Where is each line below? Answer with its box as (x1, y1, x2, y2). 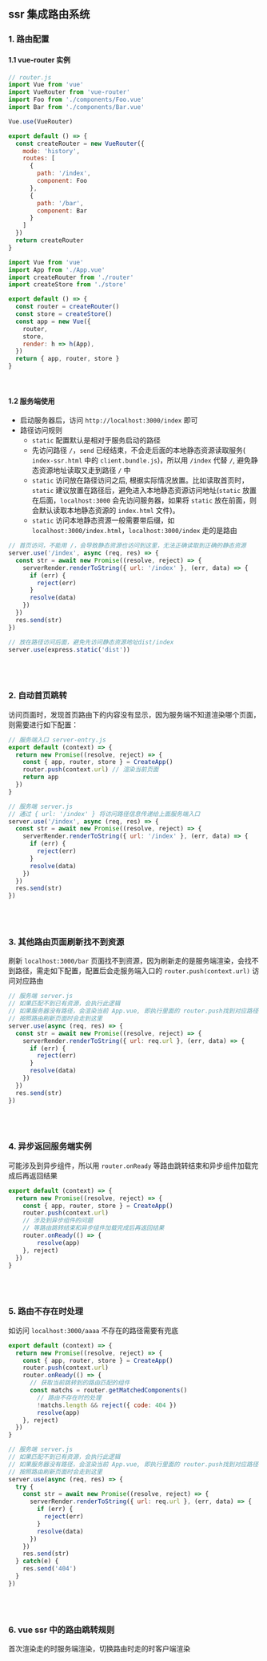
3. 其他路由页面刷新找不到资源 (8, 936, 125, 948)
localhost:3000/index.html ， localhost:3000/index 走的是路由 (31, 526, 237, 535)
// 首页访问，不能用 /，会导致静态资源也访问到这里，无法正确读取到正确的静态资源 (8, 542, 246, 550)
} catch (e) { (15, 1558, 59, 1566)
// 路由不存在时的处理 (37, 1393, 102, 1401)
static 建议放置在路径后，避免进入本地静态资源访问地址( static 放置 (31, 486, 257, 495)
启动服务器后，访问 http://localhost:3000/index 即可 (19, 415, 198, 425)
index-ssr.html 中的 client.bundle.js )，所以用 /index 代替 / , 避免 (31, 455, 252, 465)
